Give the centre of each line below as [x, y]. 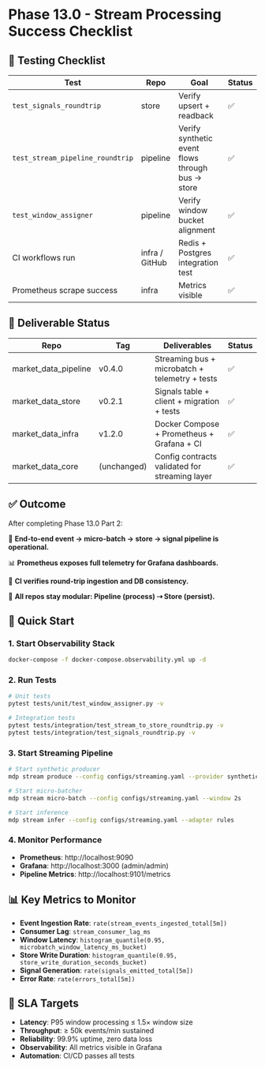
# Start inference [38, 812]
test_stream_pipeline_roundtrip [73, 158]
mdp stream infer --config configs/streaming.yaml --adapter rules [121, 820]
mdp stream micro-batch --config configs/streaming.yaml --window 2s [125, 798]
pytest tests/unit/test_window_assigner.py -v [86, 704]
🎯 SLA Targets [43, 1003]
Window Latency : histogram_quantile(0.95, [92, 939]
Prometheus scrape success [65, 290]
